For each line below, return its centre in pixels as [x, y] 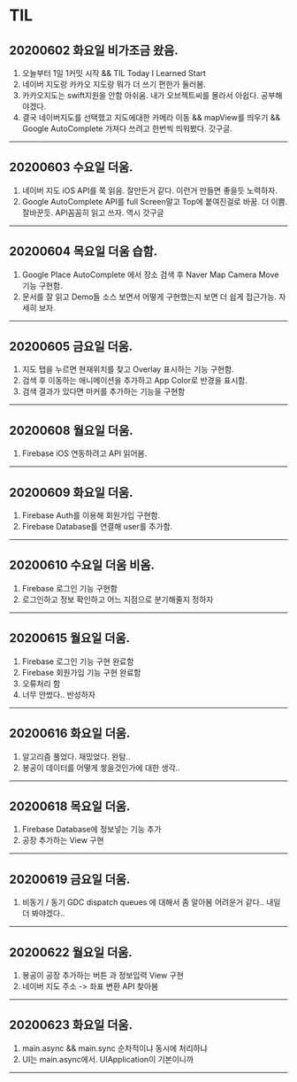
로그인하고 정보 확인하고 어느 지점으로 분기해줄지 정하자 [118, 599]
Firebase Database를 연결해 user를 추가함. [97, 527]
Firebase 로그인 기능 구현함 [69, 588]
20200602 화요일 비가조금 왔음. [94, 50]
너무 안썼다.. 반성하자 [58, 694]
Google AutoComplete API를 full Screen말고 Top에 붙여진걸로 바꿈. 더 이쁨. [155, 201]
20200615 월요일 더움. [70, 638]
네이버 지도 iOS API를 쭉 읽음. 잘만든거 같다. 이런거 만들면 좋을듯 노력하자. [150, 190]
